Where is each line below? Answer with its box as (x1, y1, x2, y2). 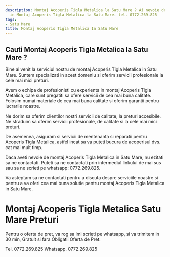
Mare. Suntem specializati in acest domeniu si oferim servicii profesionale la (5, 71, 163, 78)
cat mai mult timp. (5, 144, 43, 150)
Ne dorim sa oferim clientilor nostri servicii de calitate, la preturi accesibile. (5, 113, 161, 119)
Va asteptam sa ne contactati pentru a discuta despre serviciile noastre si (5, 174, 158, 180)
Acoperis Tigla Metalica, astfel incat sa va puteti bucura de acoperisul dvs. (5, 139, 161, 145)
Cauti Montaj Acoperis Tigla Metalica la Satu (5, 45, 148, 54)
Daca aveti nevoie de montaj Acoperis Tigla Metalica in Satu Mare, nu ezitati (5, 154, 164, 160)
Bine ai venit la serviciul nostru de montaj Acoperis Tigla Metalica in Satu (5, 66, 157, 72)
